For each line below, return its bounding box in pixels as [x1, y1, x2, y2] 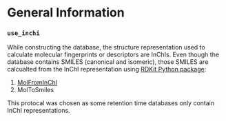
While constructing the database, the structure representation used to [7, 43, 205, 52]
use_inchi [7, 30, 40, 37]
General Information [7, 5, 125, 21]
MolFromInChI [17, 78, 58, 87]
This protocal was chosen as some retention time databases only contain [7, 99, 215, 107]
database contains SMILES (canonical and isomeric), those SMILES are [7, 58, 209, 66]
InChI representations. [7, 107, 70, 115]
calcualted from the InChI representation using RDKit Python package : [7, 65, 207, 74]
